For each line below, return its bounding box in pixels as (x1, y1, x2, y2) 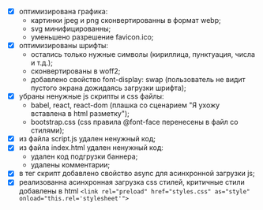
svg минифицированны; (30, 24, 111, 34)
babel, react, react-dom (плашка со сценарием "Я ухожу (30, 100, 220, 110)
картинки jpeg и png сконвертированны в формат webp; (30, 16, 222, 25)
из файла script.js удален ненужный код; (18, 134, 156, 144)
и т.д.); (30, 58, 53, 68)
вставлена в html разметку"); (30, 109, 130, 118)
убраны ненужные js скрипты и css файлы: (18, 92, 164, 101)
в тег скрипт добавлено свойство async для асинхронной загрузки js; (18, 169, 255, 178)
